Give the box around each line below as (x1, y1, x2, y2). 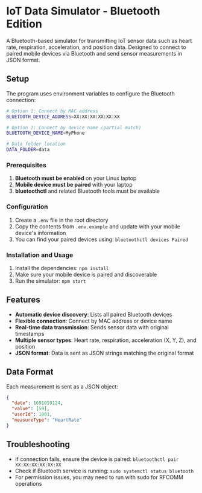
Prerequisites (6, 161, 46, 169)
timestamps (14, 330, 45, 337)
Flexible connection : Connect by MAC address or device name (14, 317, 172, 324)
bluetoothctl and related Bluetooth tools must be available (14, 187, 160, 195)
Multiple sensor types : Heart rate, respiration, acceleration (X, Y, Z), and (14, 337, 197, 344)
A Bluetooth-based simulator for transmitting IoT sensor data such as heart (6, 37, 192, 44)
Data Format (6, 367, 54, 377)
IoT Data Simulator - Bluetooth (6, 4, 160, 18)
